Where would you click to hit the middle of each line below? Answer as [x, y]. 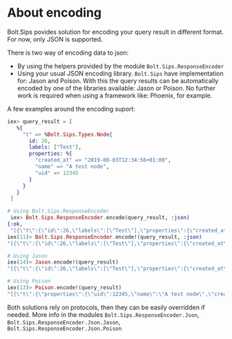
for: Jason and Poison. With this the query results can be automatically [118, 80]
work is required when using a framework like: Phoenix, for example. [115, 95]
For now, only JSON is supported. [55, 39]
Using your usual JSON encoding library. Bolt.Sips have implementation [120, 73]
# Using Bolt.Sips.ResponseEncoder [58, 211]
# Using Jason [28, 256]
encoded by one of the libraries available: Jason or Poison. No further [116, 88]
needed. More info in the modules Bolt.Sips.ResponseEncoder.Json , [103, 314]
